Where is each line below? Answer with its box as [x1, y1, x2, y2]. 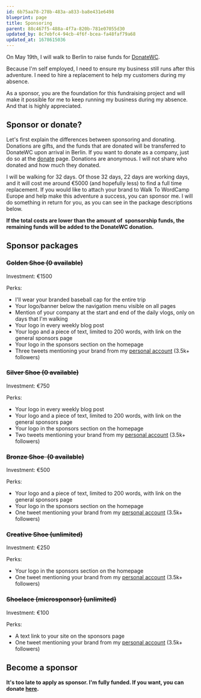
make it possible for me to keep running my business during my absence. [6, 96, 188, 103]
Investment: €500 [6, 467, 51, 474]
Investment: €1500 [6, 272, 52, 280]
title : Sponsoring [6, 20, 52, 26]
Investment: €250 [6, 544, 50, 552]
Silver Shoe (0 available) [6, 368, 79, 377]
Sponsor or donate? [6, 120, 82, 130]
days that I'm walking [14, 315, 68, 322]
